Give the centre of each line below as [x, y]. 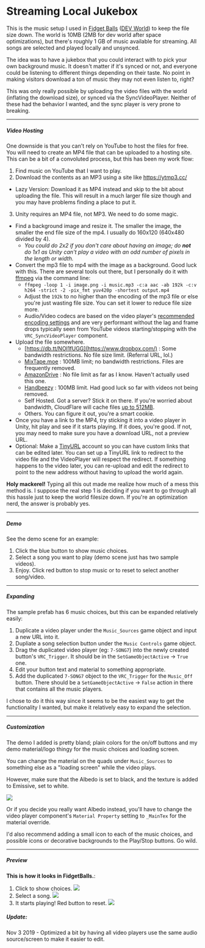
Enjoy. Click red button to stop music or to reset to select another [97, 570]
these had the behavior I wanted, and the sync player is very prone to [94, 104]
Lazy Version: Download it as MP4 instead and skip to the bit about [99, 189]
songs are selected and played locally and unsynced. [73, 48]
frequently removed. [50, 368]
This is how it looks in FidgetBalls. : [51, 876]
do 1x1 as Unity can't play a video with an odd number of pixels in [107, 252]
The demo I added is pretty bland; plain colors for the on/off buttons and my [102, 742]
